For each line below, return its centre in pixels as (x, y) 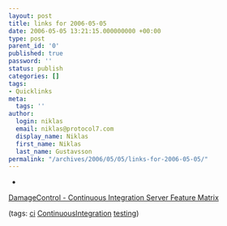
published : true (36, 53)
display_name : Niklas (52, 136)
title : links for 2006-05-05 (58, 23)
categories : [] (34, 76)
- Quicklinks (30, 91)
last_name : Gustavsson (54, 151)
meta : (17, 99)
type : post (27, 38)
